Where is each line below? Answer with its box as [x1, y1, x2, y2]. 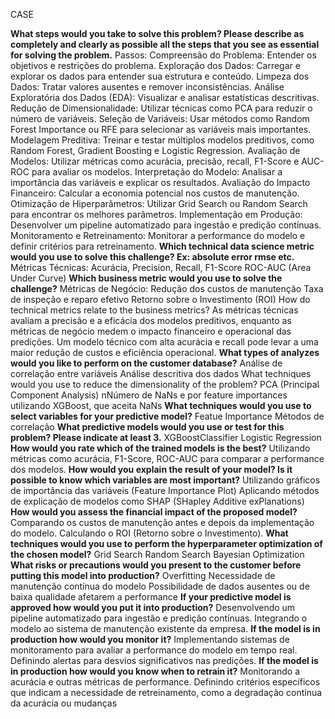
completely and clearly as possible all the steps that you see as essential [10, 39, 320, 50]
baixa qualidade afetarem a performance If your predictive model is [10, 591, 292, 603]
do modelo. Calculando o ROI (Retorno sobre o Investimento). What [10, 527, 289, 539]
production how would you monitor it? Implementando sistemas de [10, 634, 290, 645]
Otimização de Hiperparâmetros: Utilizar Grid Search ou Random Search [10, 198, 308, 209]
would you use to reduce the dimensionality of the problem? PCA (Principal [10, 379, 320, 390]
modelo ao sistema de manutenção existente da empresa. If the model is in [10, 623, 321, 634]
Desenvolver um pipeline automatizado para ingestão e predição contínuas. [10, 219, 322, 231]
